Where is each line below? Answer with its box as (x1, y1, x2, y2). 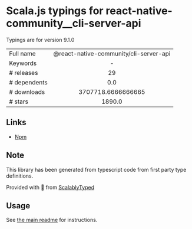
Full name (9, 49, 37, 57)
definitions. (6, 172, 34, 179)
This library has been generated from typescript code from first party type (6, 166, 187, 173)
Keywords (9, 59, 37, 67)
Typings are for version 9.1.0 (6, 36, 75, 43)
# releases (9, 68, 38, 77)
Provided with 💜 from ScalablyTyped (6, 184, 95, 191)
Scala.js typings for (6, 4, 104, 18)
